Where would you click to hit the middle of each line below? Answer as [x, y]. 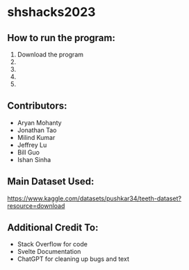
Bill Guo [28, 152]
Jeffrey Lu [32, 145]
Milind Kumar [36, 137]
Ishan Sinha [34, 159]
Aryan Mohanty [39, 122]
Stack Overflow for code [52, 244]
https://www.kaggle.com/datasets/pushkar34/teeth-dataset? [94, 198]
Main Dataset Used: [51, 182]
